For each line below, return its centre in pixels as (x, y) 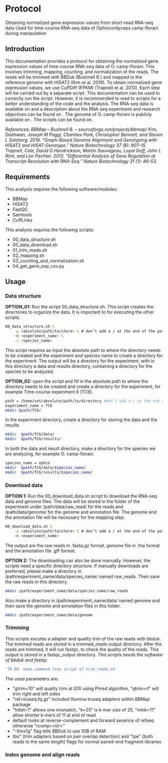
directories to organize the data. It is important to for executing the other (79, 312)
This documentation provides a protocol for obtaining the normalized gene (82, 61)
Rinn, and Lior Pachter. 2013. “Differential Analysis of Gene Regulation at (80, 156)
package (21, 704)
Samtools (22, 215)
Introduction (25, 49)
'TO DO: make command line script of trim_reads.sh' (61, 669)
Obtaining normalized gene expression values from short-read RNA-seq (79, 23)
